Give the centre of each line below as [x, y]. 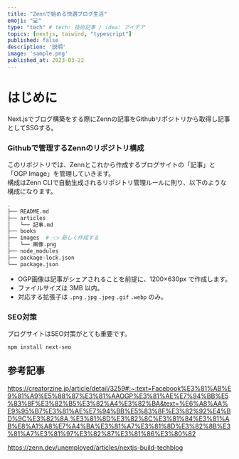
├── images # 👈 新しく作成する [53, 238]
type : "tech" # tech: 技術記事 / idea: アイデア [76, 27]
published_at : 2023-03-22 [46, 60]
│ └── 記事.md [30, 225]
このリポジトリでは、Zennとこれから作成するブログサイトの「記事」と [111, 164]
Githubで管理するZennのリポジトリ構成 [76, 148]
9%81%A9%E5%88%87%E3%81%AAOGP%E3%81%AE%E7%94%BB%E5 [118, 396]
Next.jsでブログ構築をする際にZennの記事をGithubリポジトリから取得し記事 [119, 119]
